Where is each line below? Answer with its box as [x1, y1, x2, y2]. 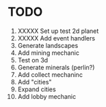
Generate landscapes [17, 41, 79, 49]
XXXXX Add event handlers [17, 34, 95, 42]
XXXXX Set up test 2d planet [17, 27, 99, 35]
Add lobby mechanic [17, 92, 77, 100]
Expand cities [17, 85, 57, 93]
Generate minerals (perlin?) [17, 63, 95, 71]
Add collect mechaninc [17, 70, 83, 79]
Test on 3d [17, 56, 49, 64]
